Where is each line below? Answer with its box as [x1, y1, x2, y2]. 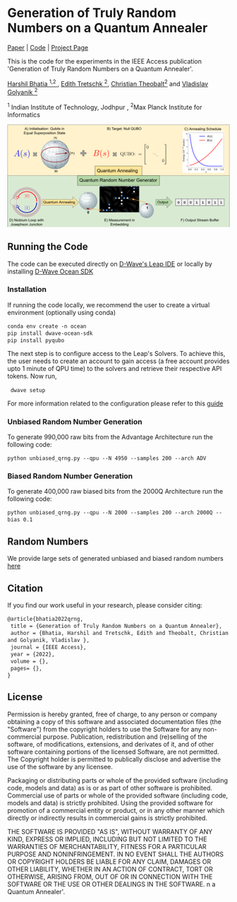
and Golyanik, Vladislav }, [7, 637, 90, 644]
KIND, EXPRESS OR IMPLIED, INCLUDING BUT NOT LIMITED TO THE [7, 835, 207, 843]
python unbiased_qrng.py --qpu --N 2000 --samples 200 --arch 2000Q [7, 509, 213, 516]
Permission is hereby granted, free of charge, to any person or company [7, 710, 217, 718]
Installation [7, 285, 47, 295]
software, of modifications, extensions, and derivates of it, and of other [7, 740, 214, 748]
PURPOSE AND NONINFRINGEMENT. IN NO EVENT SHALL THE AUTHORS [7, 850, 224, 858]
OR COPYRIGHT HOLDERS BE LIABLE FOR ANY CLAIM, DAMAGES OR [7, 857, 212, 866]
